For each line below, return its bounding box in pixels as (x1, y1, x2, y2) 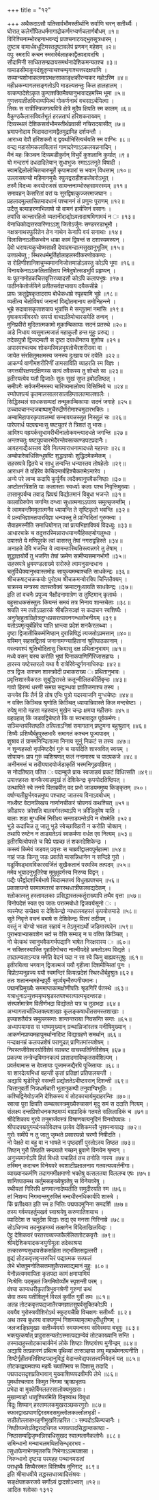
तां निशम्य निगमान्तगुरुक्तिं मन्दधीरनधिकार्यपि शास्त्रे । (7, 1193, 119, 1200)
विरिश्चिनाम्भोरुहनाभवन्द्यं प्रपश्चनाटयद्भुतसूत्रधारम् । (7, 35, 117, 43)
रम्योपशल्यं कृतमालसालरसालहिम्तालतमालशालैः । (7, 390, 111, 398)
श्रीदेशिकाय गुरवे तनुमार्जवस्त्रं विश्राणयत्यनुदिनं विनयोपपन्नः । (7, 1115, 132, 1123)
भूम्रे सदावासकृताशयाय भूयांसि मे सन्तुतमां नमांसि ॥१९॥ (7, 305, 124, 313)
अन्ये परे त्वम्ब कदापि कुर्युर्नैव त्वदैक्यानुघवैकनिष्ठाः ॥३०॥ (7, 475, 126, 483)
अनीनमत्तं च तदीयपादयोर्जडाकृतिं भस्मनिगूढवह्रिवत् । (7, 761, 117, 768)
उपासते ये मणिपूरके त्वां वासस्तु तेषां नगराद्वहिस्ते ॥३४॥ (7, 536, 123, 545)
